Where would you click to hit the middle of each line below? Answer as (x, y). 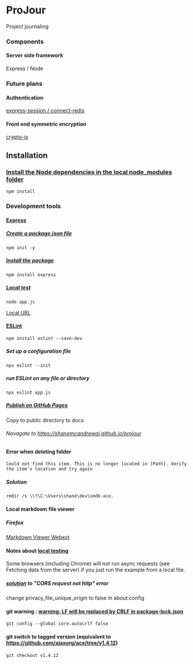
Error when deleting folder (39, 452)
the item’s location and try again (49, 469)
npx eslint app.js (28, 393)
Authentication (25, 98)
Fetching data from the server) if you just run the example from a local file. (96, 570)
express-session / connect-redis (45, 111)
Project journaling (27, 26)
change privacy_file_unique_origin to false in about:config (75, 598)
